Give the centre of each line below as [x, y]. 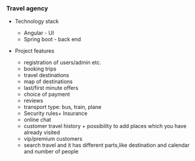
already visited [42, 132]
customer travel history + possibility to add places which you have [105, 126]
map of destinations [48, 81]
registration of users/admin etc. [62, 63]
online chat [38, 120]
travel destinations [47, 75]
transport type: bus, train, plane [63, 107]
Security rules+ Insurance [55, 113]
